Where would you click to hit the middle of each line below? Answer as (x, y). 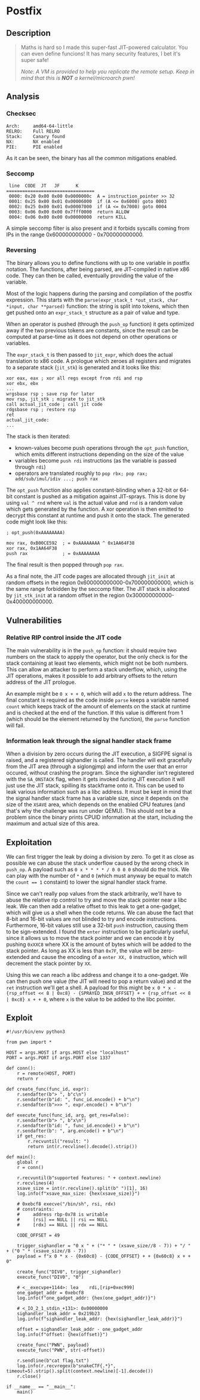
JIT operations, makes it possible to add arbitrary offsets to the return (92, 676)
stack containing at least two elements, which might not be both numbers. (97, 663)
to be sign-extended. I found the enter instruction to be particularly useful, (98, 932)
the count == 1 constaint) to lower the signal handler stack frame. (87, 882)
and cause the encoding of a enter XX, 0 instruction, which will (109, 957)
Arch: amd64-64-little (40, 126)
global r (28, 1162)
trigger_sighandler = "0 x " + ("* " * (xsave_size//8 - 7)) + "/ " (104, 1245)
